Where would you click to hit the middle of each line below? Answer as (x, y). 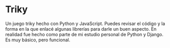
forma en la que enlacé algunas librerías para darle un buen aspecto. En (81, 29)
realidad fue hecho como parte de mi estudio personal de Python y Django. (84, 34)
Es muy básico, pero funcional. (38, 40)
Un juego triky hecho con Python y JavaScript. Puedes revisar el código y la (85, 23)
